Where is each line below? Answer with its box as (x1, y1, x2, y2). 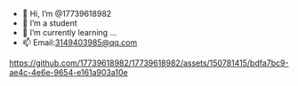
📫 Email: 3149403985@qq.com (21, 37, 138, 48)
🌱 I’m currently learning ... (21, 27, 117, 37)
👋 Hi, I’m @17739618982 (21, 9, 112, 19)
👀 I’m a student (21, 18, 77, 28)
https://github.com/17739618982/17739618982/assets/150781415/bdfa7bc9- (9, 58, 289, 68)
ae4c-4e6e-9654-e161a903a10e (9, 67, 128, 77)
